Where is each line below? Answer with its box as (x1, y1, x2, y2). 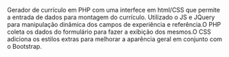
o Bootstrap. (7, 43, 43, 50)
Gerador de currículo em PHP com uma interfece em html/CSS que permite (7, 6, 220, 14)
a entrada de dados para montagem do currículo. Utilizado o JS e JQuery (7, 13, 215, 21)
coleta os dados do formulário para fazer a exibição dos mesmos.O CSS (7, 27, 212, 36)
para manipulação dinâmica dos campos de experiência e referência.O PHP (7, 21, 221, 28)
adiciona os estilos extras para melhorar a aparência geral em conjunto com (7, 35, 222, 43)
